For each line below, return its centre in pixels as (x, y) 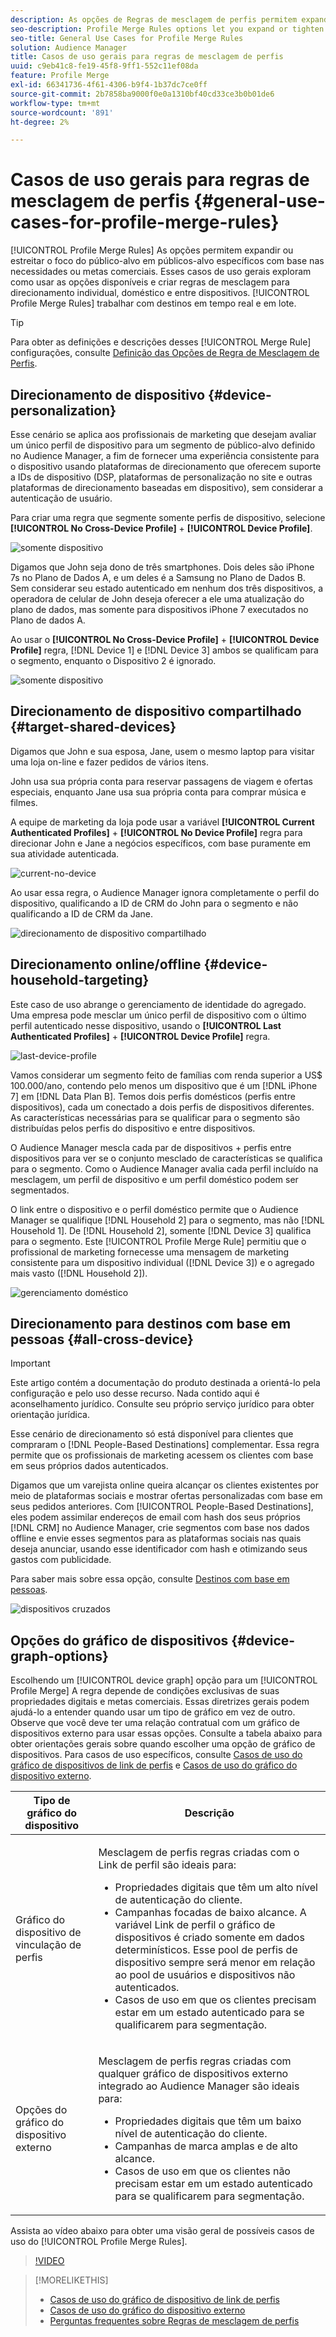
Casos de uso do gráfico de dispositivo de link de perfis (164, 2300)
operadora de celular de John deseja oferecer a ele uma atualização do (157, 599)
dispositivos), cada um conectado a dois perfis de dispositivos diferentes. (162, 1107)
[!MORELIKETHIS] (71, 2280)
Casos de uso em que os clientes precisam (215, 2000)
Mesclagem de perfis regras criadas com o (199, 1853)
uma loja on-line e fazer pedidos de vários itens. (109, 762)
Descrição (209, 1813)
